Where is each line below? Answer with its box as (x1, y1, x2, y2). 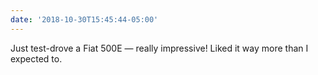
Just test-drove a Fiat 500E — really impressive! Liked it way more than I (10, 42, 309, 54)
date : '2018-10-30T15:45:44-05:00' (10, 14, 159, 25)
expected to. (10, 52, 63, 65)
